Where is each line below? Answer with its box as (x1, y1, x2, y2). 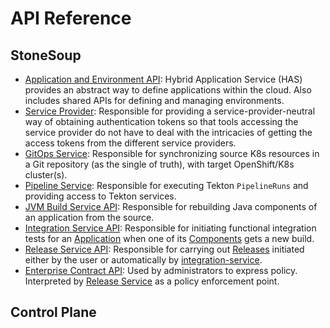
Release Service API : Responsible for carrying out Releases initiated (24, 243, 305, 255)
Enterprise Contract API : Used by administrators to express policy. (24, 265, 298, 276)
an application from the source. (24, 212, 155, 223)
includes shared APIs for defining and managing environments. (24, 95, 285, 106)
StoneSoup (10, 47, 82, 64)
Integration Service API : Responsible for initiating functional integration (24, 222, 317, 234)
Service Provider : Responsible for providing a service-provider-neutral (24, 105, 316, 117)
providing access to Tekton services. (24, 190, 177, 202)
